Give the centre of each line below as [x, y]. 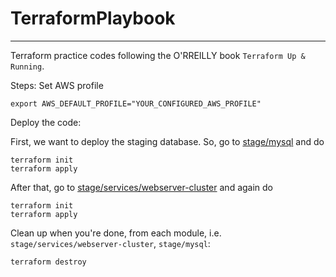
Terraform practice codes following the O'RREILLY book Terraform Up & [158, 55]
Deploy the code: [46, 122]
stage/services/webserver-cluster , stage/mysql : [110, 243]
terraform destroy [48, 262]
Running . [27, 66]
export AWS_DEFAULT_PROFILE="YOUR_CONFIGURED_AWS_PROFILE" [136, 103]
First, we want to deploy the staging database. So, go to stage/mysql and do [167, 141]
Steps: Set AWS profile [57, 85]
